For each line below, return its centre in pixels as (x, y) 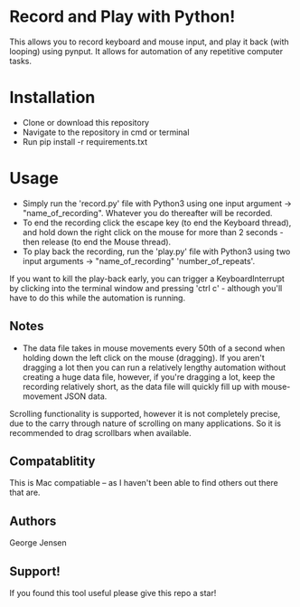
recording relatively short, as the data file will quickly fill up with (141, 386)
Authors (33, 521)
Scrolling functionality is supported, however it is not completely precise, (145, 413)
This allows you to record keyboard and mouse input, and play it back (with (149, 42)
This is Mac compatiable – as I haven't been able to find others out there (144, 483)
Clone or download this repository (86, 122)
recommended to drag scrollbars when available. (100, 432)
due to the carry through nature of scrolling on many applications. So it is (145, 423)
